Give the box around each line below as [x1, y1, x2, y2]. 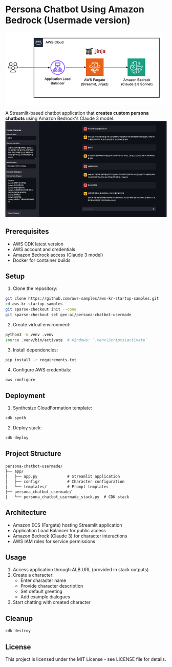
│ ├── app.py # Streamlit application [5, 474, 120, 479]
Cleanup [5, 614, 33, 623]
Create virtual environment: [12, 321, 71, 327]
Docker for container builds [12, 257, 71, 263]
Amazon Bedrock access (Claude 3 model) [12, 252, 103, 258]
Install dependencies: [12, 347, 58, 353]
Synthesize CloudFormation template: [12, 405, 92, 411]
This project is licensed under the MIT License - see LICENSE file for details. [5, 656, 166, 662]
